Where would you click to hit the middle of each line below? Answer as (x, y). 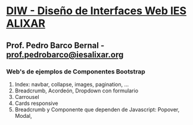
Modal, (23, 116)
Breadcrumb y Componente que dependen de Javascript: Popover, (97, 109)
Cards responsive (36, 103)
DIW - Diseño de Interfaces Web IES (96, 11)
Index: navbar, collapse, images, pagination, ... (72, 84)
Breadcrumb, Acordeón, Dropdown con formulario (77, 91)
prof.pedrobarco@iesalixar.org (65, 55)
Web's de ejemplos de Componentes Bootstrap (76, 71)
